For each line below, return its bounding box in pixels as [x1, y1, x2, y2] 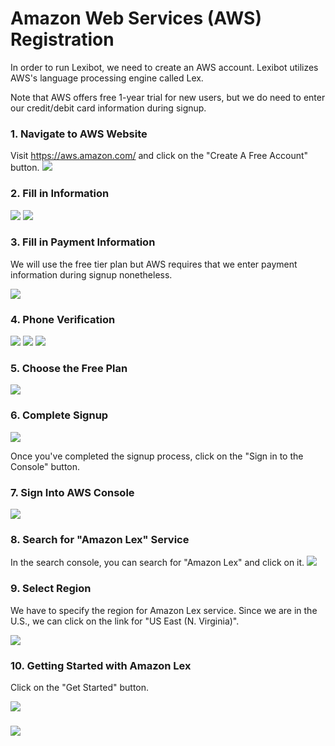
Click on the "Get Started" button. [10, 681, 150, 693]
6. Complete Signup [10, 408, 109, 422]
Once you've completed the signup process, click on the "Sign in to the [10, 450, 304, 462]
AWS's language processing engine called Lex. [10, 72, 204, 84]
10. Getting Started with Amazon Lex [10, 658, 192, 672]
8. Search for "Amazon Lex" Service [10, 532, 190, 546]
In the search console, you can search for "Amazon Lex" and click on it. [10, 557, 305, 569]
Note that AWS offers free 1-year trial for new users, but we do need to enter [10, 91, 326, 103]
